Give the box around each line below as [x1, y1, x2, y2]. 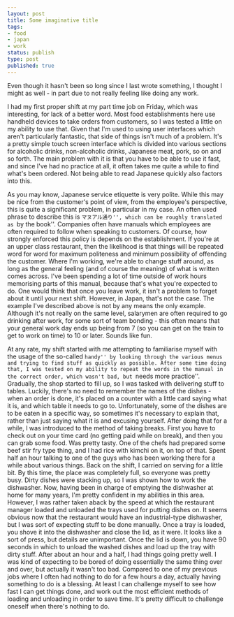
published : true [7, 62, 54, 69]
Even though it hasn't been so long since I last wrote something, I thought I [7, 81, 222, 89]
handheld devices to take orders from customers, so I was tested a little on [7, 117, 222, 126]
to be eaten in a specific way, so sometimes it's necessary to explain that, [7, 409, 219, 417]
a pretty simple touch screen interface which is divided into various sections [7, 139, 227, 147]
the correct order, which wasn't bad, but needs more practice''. [7, 372, 200, 380]
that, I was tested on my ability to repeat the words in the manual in [7, 365, 224, 372]
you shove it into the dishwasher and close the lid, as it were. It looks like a [7, 528, 222, 536]
